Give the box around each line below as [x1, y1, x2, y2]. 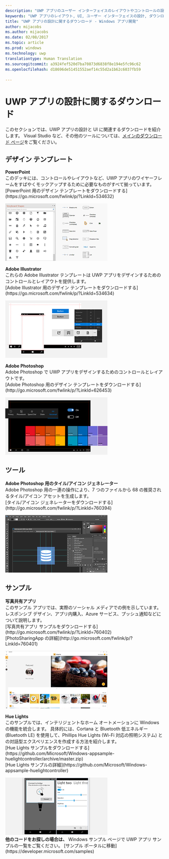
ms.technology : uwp [5, 51, 46, 56]
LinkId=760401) [5, 641, 38, 647]
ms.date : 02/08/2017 [5, 35, 49, 40]
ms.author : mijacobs [5, 29, 49, 35]
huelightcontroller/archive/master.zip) [5, 755, 83, 761]
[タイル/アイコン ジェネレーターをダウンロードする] [5, 499, 113, 505]
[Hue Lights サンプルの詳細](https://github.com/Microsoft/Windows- [5, 761, 147, 768]
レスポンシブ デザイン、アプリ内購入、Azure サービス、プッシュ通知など [5, 610, 157, 616]
